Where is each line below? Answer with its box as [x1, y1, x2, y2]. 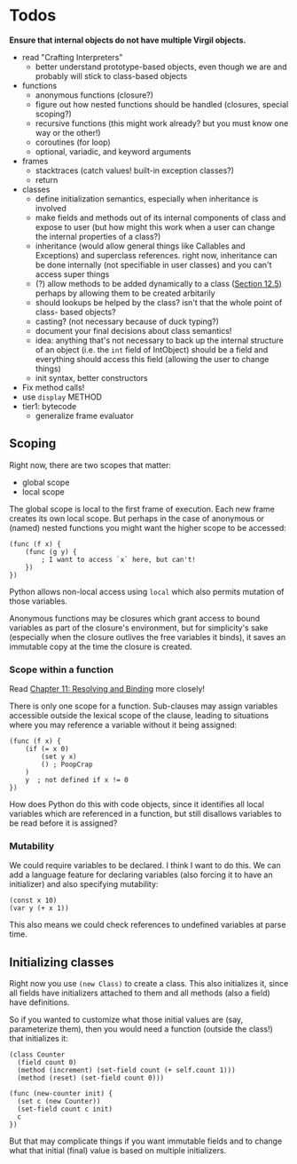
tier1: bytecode [21, 400, 77, 411]
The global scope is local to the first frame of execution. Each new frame [9, 503, 275, 514]
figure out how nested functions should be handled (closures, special [35, 99, 289, 109]
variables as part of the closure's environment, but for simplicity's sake [9, 622, 269, 633]
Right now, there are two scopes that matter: [9, 459, 171, 471]
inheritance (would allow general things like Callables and [35, 241, 246, 251]
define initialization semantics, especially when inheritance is [35, 193, 259, 204]
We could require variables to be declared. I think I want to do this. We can [9, 860, 281, 871]
